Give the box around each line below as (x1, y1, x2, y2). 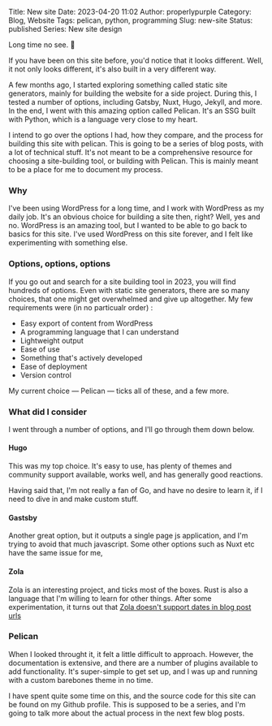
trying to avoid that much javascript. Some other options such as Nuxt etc (8, 539, 255, 549)
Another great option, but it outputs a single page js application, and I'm (8, 531, 248, 541)
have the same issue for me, (8, 548, 103, 558)
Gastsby (8, 512, 38, 522)
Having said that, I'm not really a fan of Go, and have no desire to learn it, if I (8, 486, 263, 495)
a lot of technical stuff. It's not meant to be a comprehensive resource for (8, 148, 253, 157)
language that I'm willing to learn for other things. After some (8, 593, 213, 603)
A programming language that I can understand (19, 326, 179, 336)
